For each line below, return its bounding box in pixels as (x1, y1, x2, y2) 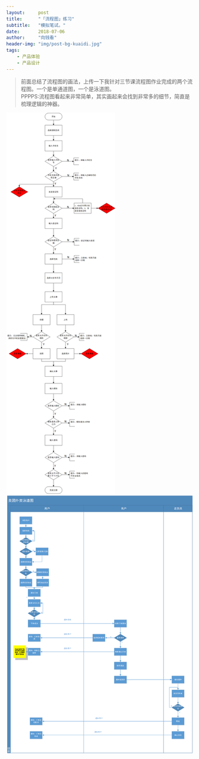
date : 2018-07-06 (6, 29, 65, 35)
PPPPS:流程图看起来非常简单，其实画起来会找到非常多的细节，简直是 (20, 92, 190, 100)
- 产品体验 (17, 54, 40, 60)
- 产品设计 (17, 60, 40, 66)
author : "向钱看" (6, 35, 57, 41)
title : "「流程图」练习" (6, 16, 75, 22)
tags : (6, 48, 20, 54)
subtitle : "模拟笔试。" (6, 22, 66, 28)
